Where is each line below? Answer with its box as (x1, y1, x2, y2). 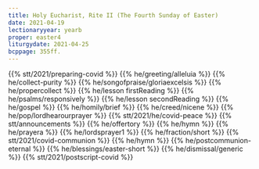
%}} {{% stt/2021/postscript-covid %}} (8, 153, 134, 161)
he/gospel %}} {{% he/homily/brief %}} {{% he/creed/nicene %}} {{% (8, 102, 234, 112)
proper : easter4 (8, 33, 61, 41)
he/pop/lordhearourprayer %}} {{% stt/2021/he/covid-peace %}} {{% (8, 111, 232, 120)
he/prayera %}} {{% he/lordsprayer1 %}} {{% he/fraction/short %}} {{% (8, 128, 239, 137)
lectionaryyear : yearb (8, 26, 82, 34)
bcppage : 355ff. (8, 48, 61, 56)
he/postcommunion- (185, 136, 252, 145)
